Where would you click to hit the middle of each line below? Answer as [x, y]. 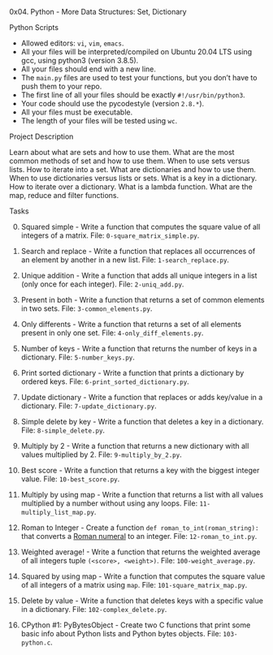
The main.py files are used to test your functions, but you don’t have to [139, 78]
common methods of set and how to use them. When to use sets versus [130, 161]
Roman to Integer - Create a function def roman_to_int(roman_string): [140, 528]
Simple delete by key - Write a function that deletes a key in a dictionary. [142, 422]
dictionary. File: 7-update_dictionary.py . [89, 406]
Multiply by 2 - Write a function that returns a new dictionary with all [135, 446]
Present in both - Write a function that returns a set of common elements [143, 300]
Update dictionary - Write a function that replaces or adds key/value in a [142, 397]
